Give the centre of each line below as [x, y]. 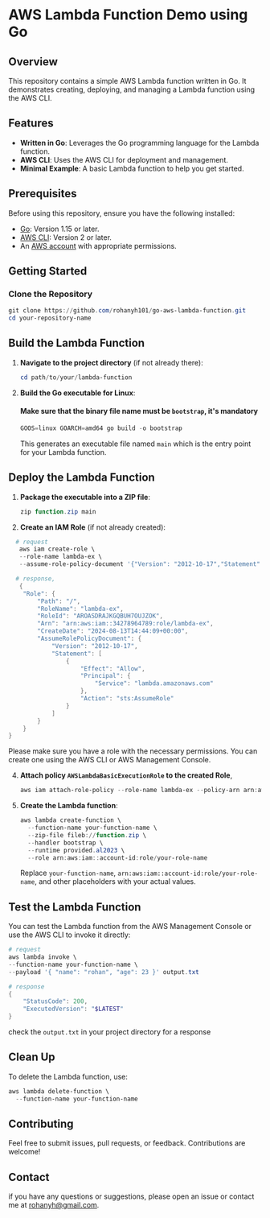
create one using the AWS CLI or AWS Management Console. [110, 760]
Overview [33, 62]
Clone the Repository [51, 294]
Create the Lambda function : [69, 806]
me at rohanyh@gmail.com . [54, 1205]
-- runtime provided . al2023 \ [76, 850]
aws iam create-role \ [57, 549]
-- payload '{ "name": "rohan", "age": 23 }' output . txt [104, 972]
